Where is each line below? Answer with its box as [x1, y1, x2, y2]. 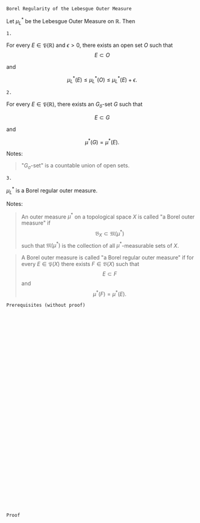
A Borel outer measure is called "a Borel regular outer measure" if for [21, 254, 195, 261]
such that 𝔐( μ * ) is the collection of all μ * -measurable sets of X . [21, 240, 179, 249]
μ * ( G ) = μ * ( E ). [84, 137, 120, 146]
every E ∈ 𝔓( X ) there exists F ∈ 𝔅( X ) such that [21, 261, 140, 268]
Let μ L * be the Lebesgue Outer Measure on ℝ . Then [6, 16, 136, 26]
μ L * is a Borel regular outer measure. [6, 186, 98, 195]
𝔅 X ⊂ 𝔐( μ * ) [95, 229, 125, 239]
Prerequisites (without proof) [6, 302, 86, 309]
